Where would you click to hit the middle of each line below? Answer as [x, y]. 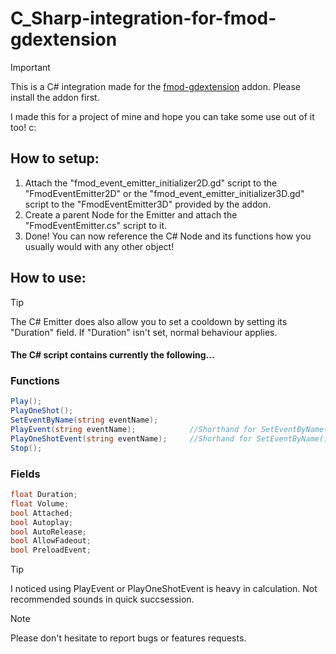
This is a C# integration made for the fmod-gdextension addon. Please [156, 86]
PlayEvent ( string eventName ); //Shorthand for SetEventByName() [171, 430]
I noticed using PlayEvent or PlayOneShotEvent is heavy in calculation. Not [164, 589]
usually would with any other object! [99, 246]
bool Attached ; [42, 513]
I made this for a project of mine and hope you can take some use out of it [162, 116]
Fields [25, 474]
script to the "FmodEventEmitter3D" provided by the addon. [148, 204]
